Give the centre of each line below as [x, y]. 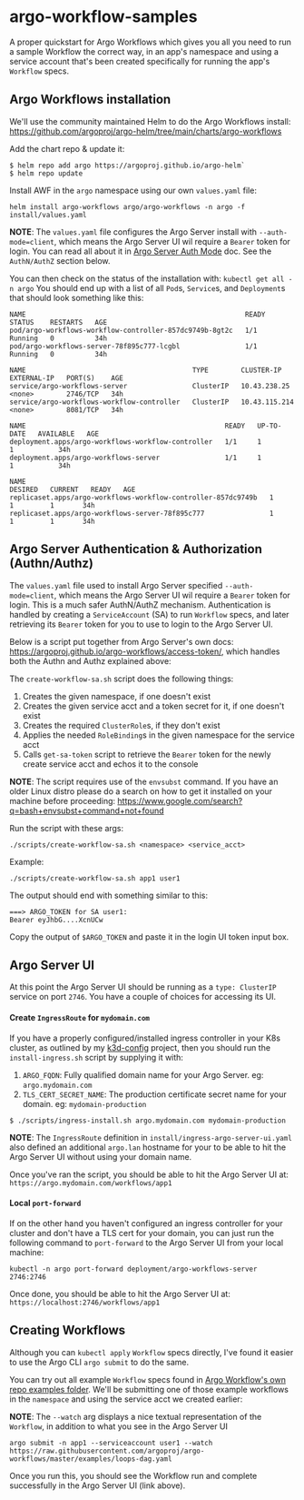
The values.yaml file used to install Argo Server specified [116, 585]
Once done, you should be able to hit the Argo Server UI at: [120, 1294]
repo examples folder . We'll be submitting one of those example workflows [149, 1389]
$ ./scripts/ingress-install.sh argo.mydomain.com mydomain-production [147, 1121]
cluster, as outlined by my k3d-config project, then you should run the [140, 1047]
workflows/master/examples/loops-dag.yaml [91, 1459]
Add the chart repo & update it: [67, 148]
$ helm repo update [46, 173]
